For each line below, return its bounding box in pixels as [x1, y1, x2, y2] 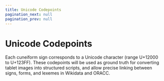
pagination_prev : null [5, 16, 52, 21]
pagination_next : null [5, 12, 52, 17]
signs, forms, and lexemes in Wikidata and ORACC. [5, 70, 110, 76]
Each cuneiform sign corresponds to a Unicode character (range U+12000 [5, 54, 158, 60]
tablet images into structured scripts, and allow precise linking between [5, 65, 152, 71]
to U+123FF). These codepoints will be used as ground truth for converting [5, 60, 159, 66]
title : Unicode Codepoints [5, 7, 61, 12]
